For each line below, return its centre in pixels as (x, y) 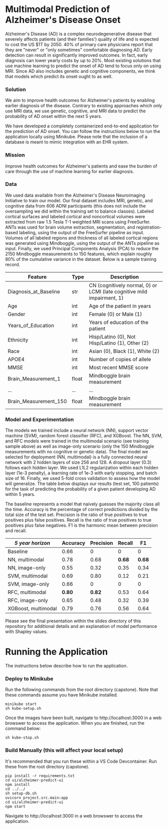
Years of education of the (118, 322)
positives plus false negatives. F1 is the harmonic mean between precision (81, 526)
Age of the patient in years (120, 306)
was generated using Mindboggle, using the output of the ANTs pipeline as (82, 243)
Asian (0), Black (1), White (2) (124, 351)
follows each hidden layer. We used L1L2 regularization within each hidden (82, 468)
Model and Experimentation (39, 419)
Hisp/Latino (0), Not (112, 337)
